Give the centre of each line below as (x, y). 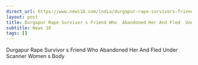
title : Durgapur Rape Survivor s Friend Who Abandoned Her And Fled (93, 22)
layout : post (22, 17)
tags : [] (17, 33)
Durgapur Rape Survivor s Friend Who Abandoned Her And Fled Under (92, 50)
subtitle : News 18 (29, 28)
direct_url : (21, 11)
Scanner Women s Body (35, 56)
